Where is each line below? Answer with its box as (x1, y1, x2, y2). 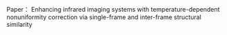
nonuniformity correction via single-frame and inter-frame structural (6, 13, 202, 21)
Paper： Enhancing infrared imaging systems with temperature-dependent (6, 5, 220, 13)
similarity (6, 21, 33, 28)
